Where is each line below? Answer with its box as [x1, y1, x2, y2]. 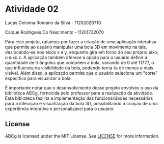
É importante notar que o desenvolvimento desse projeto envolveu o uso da [5, 85, 159, 90]
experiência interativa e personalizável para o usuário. [5, 106, 114, 112]
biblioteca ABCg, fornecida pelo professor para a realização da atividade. [5, 90, 154, 96]
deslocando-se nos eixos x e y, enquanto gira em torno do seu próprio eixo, [5, 49, 159, 55]
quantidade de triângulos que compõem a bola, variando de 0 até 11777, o [5, 59, 154, 65]
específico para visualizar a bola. [5, 75, 72, 81]
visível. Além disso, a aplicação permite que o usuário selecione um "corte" [5, 70, 158, 76]
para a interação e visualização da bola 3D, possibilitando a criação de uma [5, 100, 158, 106]
